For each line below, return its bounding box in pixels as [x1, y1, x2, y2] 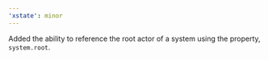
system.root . [8, 42, 51, 52]
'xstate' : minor [8, 11, 63, 20]
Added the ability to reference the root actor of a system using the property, [8, 34, 261, 43]
